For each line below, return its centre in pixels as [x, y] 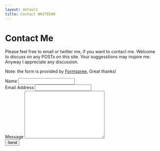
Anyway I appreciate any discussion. [42, 62]
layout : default [21, 9]
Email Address [20, 88]
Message [14, 137]
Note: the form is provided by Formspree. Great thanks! [60, 72]
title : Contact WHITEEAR [30, 14]
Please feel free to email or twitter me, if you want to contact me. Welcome [80, 52]
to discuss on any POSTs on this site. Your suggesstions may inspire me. [78, 57]
